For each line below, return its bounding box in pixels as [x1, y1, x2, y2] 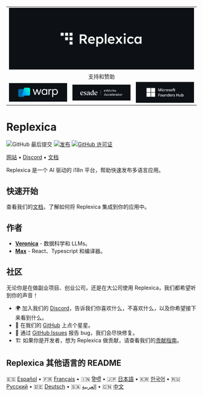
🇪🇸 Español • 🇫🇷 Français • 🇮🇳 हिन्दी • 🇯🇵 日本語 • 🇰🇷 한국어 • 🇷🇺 [6, 375, 181, 382]
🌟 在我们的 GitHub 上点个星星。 [14, 322, 94, 329]
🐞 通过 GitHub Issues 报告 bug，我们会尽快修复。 [14, 329, 138, 336]
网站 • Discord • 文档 [6, 154, 59, 161]
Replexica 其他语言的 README [6, 358, 122, 368]
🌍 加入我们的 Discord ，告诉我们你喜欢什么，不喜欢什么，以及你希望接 [14, 304, 192, 312]
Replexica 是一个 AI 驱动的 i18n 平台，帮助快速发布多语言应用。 [6, 167, 164, 174]
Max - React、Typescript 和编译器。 [14, 248, 106, 254]
